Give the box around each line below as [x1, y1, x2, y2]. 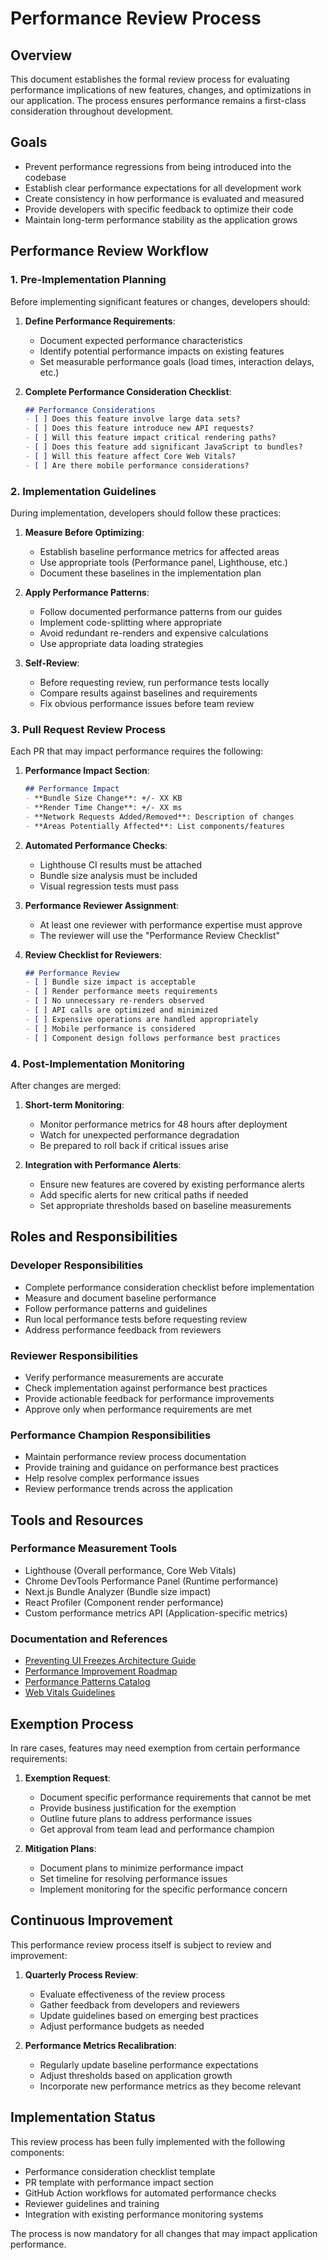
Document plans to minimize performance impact [39, 1862, 244, 1874]
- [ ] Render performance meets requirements [24, 987, 218, 997]
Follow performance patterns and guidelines [24, 1302, 208, 1314]
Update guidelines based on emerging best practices [39, 2009, 259, 2021]
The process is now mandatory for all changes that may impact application [10, 2227, 318, 2239]
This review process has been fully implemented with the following [10, 2135, 286, 2147]
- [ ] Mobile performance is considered [24, 1023, 196, 1034]
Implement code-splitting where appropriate [39, 616, 222, 628]
